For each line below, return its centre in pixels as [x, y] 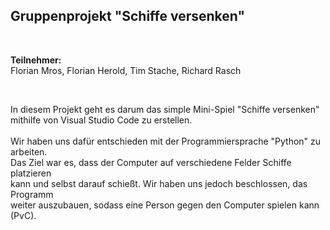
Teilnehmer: [36, 60]
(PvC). [23, 215]
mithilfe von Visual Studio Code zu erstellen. [101, 120]
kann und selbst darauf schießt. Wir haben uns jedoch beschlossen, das [159, 183]
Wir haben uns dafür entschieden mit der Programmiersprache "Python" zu [166, 141]
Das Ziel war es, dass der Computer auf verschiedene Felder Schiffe [151, 162]
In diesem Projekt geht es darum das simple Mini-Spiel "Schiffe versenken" [165, 109]
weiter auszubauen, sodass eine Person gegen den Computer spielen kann [165, 205]
